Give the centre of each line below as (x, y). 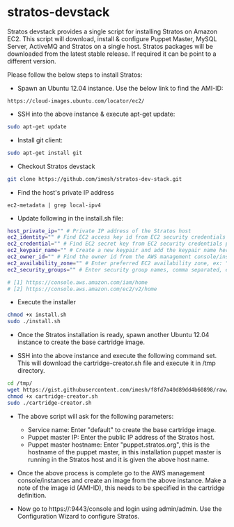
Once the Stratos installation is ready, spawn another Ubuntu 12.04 (113, 335)
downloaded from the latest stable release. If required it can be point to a (112, 54)
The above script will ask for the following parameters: (95, 416)
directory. (31, 371)
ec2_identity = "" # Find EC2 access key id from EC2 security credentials (117, 237)
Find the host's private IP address (65, 192)
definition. (32, 495)
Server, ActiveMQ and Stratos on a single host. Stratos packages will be (110, 46)
